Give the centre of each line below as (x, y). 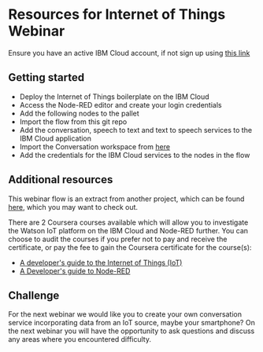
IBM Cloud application (56, 138)
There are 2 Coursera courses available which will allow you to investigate (128, 222)
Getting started (46, 77)
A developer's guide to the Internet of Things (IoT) (101, 262)
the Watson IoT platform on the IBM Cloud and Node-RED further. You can (128, 230)
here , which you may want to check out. (73, 207)
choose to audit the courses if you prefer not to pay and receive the (118, 239)
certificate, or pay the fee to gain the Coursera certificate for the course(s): (130, 247)
